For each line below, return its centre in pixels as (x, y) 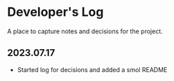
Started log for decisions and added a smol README (92, 69)
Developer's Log (55, 12)
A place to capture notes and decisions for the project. (85, 31)
